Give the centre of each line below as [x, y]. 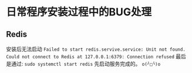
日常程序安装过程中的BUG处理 [79, 12]
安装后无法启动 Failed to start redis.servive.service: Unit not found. [96, 49]
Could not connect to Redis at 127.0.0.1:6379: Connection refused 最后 [96, 56]
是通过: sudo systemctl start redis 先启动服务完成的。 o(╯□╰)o [83, 64]
